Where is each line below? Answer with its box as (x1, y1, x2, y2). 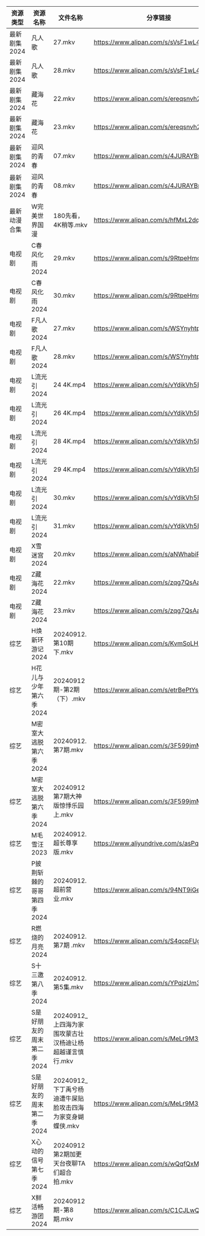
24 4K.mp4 (53, 381, 86, 389)
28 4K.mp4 (53, 437, 86, 445)
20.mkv (53, 550, 75, 558)
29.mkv (53, 254, 75, 262)
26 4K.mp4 (53, 409, 86, 417)
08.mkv (53, 181, 75, 190)
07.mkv (53, 152, 75, 160)
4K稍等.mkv (53, 221, 88, 229)
